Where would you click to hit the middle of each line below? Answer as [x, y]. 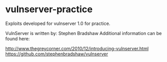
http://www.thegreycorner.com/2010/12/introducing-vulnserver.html [77, 48]
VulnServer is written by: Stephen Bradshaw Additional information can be [84, 33]
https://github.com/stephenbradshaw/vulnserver [57, 54]
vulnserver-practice [49, 9]
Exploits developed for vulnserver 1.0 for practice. [58, 23]
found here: [17, 39]
